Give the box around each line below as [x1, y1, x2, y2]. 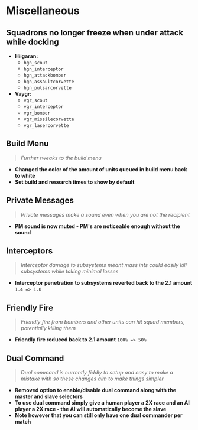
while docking [6, 37, 59, 47]
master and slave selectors [14, 393, 83, 400]
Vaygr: [14, 90, 32, 97]
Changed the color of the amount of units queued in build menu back [14, 165, 187, 172]
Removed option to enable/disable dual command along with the [14, 387, 176, 394]
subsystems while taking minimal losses [20, 268, 119, 275]
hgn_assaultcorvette [23, 79, 74, 84]
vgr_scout [23, 97, 48, 103]
